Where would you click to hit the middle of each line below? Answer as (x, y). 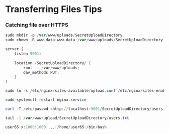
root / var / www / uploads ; (52, 68)
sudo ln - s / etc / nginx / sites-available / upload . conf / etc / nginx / (74, 91)
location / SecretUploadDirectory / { (53, 63)
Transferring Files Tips (54, 9)
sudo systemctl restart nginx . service (46, 100)
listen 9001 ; (28, 54)
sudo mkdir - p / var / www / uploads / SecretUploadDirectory (64, 35)
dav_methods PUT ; (41, 72)
